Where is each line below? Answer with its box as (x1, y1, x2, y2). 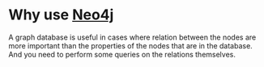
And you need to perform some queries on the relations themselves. (8, 49, 236, 59)
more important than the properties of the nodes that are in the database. (8, 40, 253, 50)
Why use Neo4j (8, 6, 114, 24)
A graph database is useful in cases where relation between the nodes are (8, 32, 257, 42)
